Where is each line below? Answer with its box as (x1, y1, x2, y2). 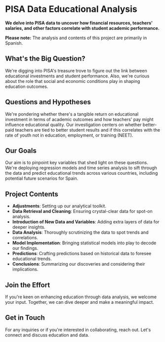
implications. (12, 267, 39, 273)
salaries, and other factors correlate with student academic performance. (5, 25, 160, 31)
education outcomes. (5, 83, 48, 89)
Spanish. (5, 40, 23, 46)
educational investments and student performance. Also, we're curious (5, 73, 150, 79)
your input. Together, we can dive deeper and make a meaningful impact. (5, 299, 154, 305)
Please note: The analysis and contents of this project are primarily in (5, 35, 147, 41)
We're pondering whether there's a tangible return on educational (5, 111, 139, 117)
